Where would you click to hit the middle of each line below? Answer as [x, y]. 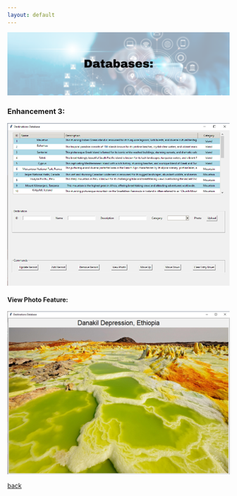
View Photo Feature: [38, 300]
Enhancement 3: [36, 112]
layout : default [31, 15]
